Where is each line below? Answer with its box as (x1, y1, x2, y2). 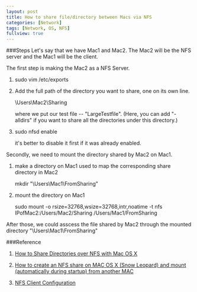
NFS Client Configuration (14, 279, 76, 287)
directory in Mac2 (14, 169, 58, 176)
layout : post (6, 8, 38, 15)
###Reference (6, 239, 41, 246)
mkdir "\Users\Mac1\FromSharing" (14, 180, 99, 187)
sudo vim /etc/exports (14, 76, 69, 83)
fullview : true (6, 31, 44, 37)
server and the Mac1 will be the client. (6, 53, 99, 60)
